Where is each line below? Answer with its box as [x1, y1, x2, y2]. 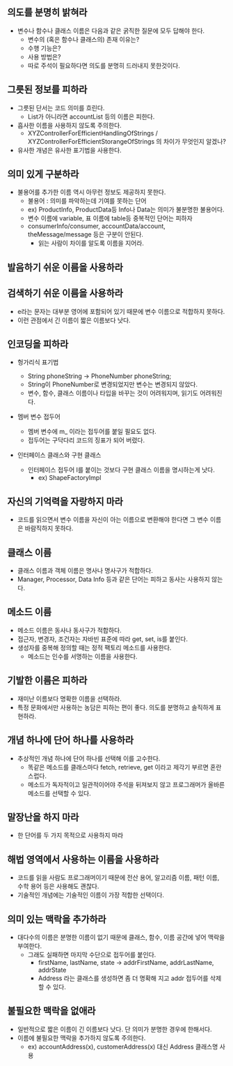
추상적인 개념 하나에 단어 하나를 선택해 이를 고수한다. [17, 754, 161, 763]
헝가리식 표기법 [17, 358, 59, 366]
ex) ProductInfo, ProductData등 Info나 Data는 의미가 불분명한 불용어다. [27, 205, 225, 214]
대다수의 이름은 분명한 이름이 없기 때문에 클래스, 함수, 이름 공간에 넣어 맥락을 [17, 933, 225, 941]
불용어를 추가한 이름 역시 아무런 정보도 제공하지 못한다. [17, 188, 166, 197]
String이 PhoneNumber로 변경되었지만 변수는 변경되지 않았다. [27, 380, 198, 389]
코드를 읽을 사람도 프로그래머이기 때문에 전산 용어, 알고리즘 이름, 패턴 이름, [17, 873, 220, 882]
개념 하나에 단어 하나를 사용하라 [7, 735, 134, 746]
